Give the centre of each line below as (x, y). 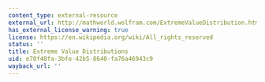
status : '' (26, 45)
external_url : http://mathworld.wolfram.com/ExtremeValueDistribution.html (135, 23)
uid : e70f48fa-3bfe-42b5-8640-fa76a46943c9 (81, 59)
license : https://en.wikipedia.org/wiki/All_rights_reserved (111, 37)
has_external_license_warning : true (68, 30)
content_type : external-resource (63, 15)
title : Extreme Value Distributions (68, 52)
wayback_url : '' (35, 66)
